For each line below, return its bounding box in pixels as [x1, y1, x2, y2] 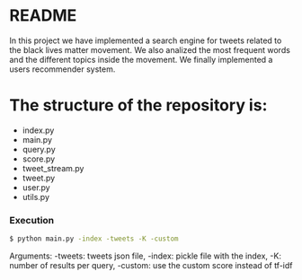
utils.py [22, 191, 50, 202]
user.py [22, 181, 51, 193]
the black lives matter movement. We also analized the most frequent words [9, 44, 290, 55]
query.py [22, 144, 56, 154]
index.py [22, 125, 55, 136]
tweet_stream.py [22, 162, 84, 173]
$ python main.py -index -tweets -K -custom [9, 234, 179, 243]
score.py [22, 153, 56, 164]
